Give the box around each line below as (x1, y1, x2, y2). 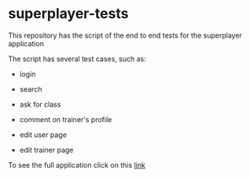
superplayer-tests (8, 5, 129, 23)
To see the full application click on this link (8, 160, 145, 169)
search (19, 84, 42, 94)
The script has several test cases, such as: (8, 54, 147, 63)
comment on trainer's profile (19, 114, 112, 124)
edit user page (19, 130, 67, 139)
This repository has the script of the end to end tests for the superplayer (8, 31, 242, 40)
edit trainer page (19, 145, 74, 154)
